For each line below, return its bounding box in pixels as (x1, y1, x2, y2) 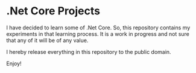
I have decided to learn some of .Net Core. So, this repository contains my (6, 24, 191, 31)
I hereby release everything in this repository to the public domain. (6, 48, 171, 55)
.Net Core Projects (6, 4, 101, 18)
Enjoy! (6, 60, 22, 67)
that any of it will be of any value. (6, 36, 89, 44)
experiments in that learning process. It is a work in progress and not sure (6, 30, 190, 37)
